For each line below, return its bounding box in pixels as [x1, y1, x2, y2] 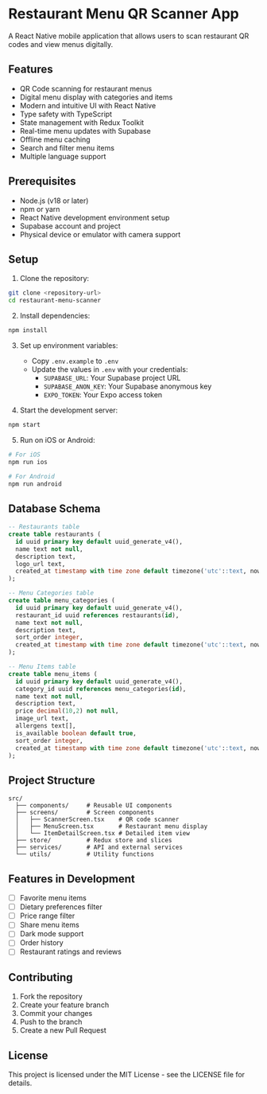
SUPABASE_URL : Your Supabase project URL [43, 373, 181, 382]
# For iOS [8, 451, 41, 459]
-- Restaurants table [8, 523, 80, 531]
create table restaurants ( [8, 530, 102, 538]
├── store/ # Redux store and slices [15, 837, 172, 845]
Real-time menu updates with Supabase [19, 126, 151, 135]
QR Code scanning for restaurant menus [19, 84, 153, 93]
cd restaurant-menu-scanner [8, 296, 102, 305]
